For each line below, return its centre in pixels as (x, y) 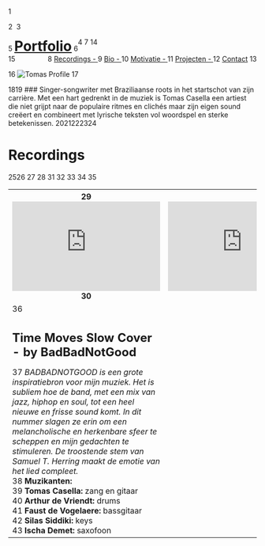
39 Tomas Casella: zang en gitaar (75, 491)
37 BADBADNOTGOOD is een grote (78, 372)
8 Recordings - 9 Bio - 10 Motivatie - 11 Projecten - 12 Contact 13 (152, 59)
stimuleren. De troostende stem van (78, 451)
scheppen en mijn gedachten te (71, 441)
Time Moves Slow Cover (82, 337)
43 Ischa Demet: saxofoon (62, 530)
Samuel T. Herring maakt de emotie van (86, 461)
